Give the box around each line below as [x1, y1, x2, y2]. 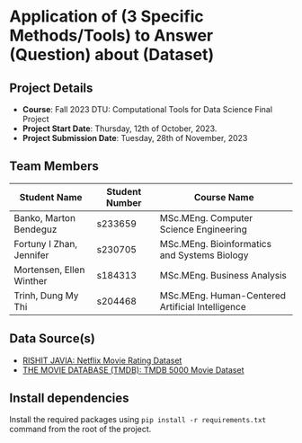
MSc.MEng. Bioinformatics [159, 237, 272, 250]
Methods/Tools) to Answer [9, 25, 214, 46]
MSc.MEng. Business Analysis [159, 269, 288, 281]
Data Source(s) [9, 331, 96, 347]
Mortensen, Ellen [13, 263, 85, 276]
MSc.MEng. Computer [159, 211, 253, 224]
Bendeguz [13, 223, 58, 235]
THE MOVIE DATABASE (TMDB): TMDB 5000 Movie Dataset [22, 364, 244, 375]
